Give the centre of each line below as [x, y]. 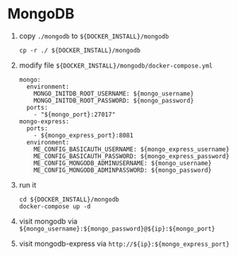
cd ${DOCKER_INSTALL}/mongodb [69, 200]
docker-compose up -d [54, 206]
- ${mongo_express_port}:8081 [84, 135]
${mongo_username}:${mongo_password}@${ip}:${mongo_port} [117, 229]
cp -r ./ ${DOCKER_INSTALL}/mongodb [80, 50]
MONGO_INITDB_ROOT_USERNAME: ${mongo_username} [114, 93]
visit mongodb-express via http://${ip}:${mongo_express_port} [124, 243]
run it [27, 184]
